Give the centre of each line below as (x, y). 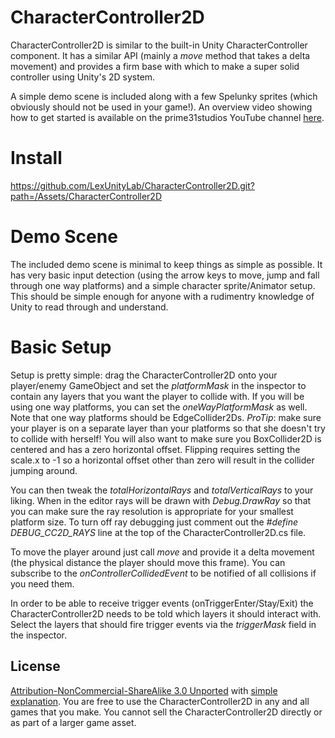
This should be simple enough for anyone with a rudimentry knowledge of (162, 296)
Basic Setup (61, 347)
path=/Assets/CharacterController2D (86, 196)
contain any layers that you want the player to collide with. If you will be (157, 396)
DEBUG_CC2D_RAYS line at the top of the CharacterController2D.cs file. (158, 532)
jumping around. (44, 470)
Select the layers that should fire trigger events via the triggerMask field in (163, 624)
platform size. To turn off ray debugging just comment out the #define (154, 522)
